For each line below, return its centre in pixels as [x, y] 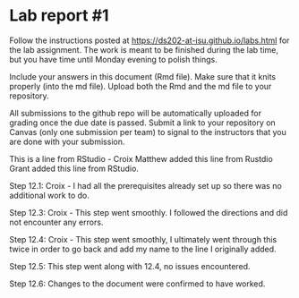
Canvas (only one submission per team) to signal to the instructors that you [148, 132]
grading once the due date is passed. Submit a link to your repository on [142, 123]
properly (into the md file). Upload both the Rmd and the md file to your [141, 86]
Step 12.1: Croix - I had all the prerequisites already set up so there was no [145, 185]
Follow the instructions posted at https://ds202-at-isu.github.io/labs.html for [149, 40]
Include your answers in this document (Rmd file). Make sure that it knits [143, 76]
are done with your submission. [67, 141]
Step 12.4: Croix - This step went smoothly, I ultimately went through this [143, 239]
